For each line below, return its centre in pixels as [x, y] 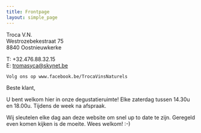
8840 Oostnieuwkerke [34, 47]
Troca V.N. [19, 34]
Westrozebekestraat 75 [35, 41]
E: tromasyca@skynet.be [37, 65]
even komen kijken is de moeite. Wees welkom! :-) [68, 123]
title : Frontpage [28, 12]
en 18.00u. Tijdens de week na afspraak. [56, 105]
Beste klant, [21, 87]
